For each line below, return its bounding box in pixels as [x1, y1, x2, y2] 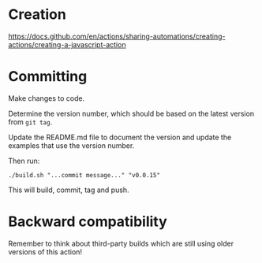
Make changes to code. [8, 93, 85, 103]
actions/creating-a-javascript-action [8, 39, 126, 49]
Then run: [8, 156, 40, 165]
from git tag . [8, 117, 53, 127]
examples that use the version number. [8, 140, 135, 150]
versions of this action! [8, 246, 83, 257]
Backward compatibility [8, 213, 167, 231]
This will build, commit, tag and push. [8, 185, 129, 194]
